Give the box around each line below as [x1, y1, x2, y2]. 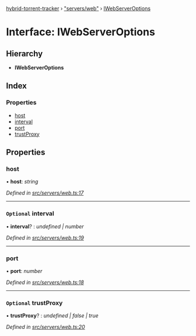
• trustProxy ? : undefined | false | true [6, 312, 99, 319]
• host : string [6, 178, 38, 185]
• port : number [6, 267, 43, 274]
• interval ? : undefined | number [6, 223, 84, 230]
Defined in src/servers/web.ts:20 [6, 324, 86, 331]
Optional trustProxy [6, 299, 63, 307]
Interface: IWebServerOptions [6, 26, 156, 39]
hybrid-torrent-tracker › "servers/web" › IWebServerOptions [6, 5, 150, 12]
